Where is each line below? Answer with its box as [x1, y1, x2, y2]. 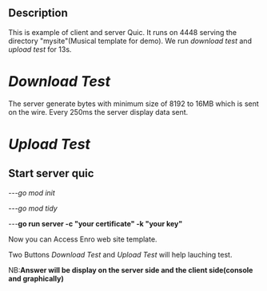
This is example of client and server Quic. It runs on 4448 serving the [8, 27, 237, 37]
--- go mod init [8, 187, 56, 198]
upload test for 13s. [8, 44, 72, 54]
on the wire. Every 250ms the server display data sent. [8, 107, 189, 116]
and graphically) [8, 273, 64, 283]
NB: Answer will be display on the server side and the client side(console [8, 265, 253, 274]
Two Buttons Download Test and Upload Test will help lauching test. [8, 250, 233, 259]
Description [8, 6, 68, 20]
